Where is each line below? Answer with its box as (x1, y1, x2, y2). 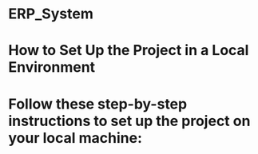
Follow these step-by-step (8, 95, 188, 113)
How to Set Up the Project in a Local (8, 41, 249, 60)
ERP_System (8, 5, 93, 23)
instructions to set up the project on (8, 112, 251, 130)
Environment (8, 58, 96, 77)
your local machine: (8, 128, 142, 147)
